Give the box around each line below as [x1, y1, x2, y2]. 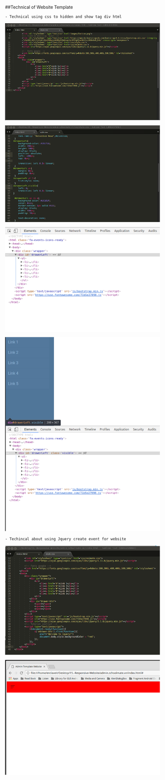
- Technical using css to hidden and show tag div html [5, 14, 122, 19]
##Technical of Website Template [5, 4, 73, 10]
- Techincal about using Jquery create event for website [5, 537, 126, 542]
